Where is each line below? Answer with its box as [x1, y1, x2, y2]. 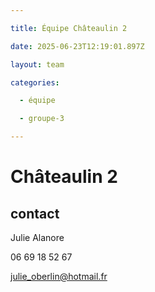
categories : [10, 77, 60, 88]
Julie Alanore [10, 232, 65, 243]
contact [10, 205, 60, 222]
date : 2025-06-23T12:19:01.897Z [10, 41, 145, 51]
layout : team [10, 59, 65, 70]
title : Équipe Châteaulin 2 [10, 23, 128, 33]
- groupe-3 [19, 114, 65, 124]
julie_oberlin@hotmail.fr [10, 271, 108, 282]
